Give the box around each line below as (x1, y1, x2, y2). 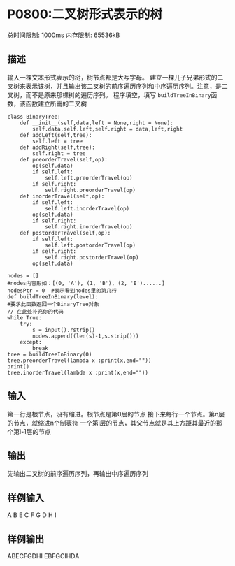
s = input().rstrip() (32, 326, 96, 333)
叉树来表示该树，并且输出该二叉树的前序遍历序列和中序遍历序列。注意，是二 (7, 82, 228, 90)
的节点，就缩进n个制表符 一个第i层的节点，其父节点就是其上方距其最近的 (7, 419, 217, 427)
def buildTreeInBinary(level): (7, 293, 99, 300)
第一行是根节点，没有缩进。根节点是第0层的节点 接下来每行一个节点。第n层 (7, 409, 225, 418)
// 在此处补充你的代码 (7, 308, 64, 315)
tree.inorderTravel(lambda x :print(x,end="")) (7, 369, 149, 376)
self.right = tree (32, 150, 86, 157)
